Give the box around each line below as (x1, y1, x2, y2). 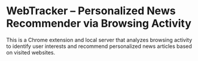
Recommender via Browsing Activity (6, 17, 191, 30)
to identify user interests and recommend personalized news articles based (6, 43, 193, 50)
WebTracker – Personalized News (6, 4, 176, 18)
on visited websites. (6, 49, 56, 56)
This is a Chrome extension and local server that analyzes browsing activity (6, 36, 193, 43)
